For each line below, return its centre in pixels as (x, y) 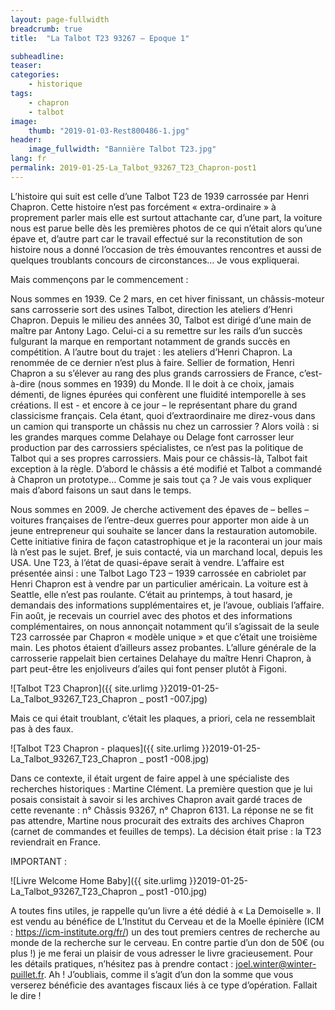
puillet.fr (27, 974)
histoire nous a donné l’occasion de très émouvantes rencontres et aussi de (166, 249)
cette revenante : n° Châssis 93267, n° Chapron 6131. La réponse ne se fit (162, 810)
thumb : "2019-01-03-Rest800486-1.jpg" (109, 131)
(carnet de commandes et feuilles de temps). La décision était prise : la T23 (166, 831)
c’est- (310, 373)
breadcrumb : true (46, 29)
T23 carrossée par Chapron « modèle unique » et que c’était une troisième (164, 637)
